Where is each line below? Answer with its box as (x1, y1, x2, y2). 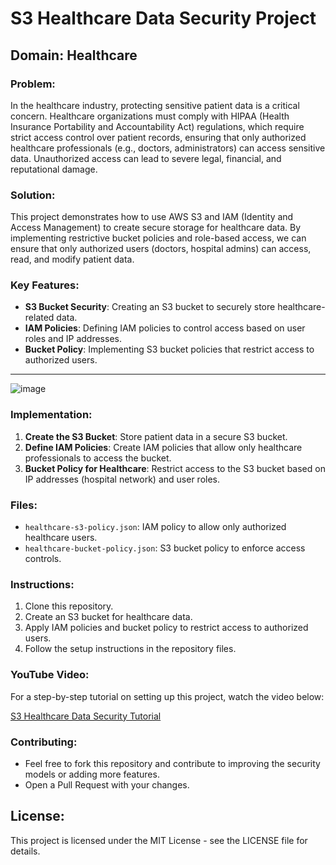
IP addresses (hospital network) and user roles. (24, 473, 221, 485)
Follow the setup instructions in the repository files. (24, 643, 237, 655)
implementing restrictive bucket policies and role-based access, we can (10, 232, 307, 244)
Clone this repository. (24, 600, 114, 612)
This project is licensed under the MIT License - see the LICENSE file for (10, 834, 308, 846)
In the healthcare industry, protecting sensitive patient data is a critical (10, 99, 300, 111)
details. (10, 845, 41, 857)
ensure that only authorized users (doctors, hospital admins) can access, (10, 243, 312, 255)
